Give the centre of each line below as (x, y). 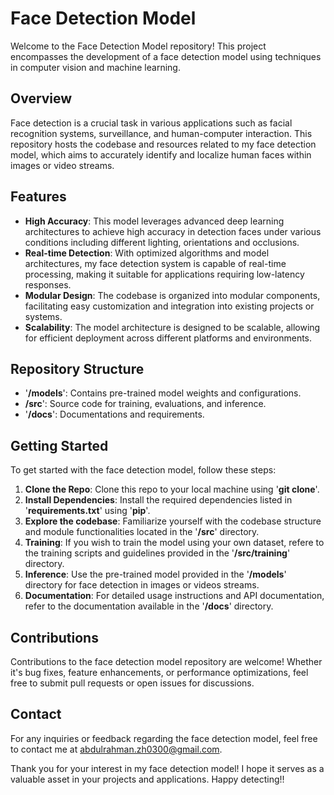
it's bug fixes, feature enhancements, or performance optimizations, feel (159, 672)
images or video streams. (62, 165)
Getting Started (59, 445)
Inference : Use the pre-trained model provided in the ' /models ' (155, 574)
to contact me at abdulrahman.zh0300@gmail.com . (116, 749)
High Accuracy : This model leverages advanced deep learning (154, 221)
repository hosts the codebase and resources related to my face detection (163, 144)
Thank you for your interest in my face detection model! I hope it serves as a (167, 768)
